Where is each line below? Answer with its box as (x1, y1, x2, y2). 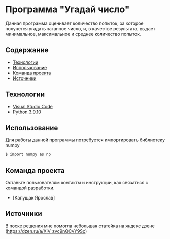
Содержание (5, 46, 49, 54)
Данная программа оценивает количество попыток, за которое (5, 20, 144, 26)
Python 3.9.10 (12, 109, 42, 115)
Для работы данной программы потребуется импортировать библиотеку (5, 137, 165, 143)
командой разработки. (5, 185, 55, 191)
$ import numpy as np (5, 152, 51, 157)
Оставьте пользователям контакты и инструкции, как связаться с (5, 180, 149, 186)
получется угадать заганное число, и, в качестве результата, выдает (5, 25, 156, 31)
